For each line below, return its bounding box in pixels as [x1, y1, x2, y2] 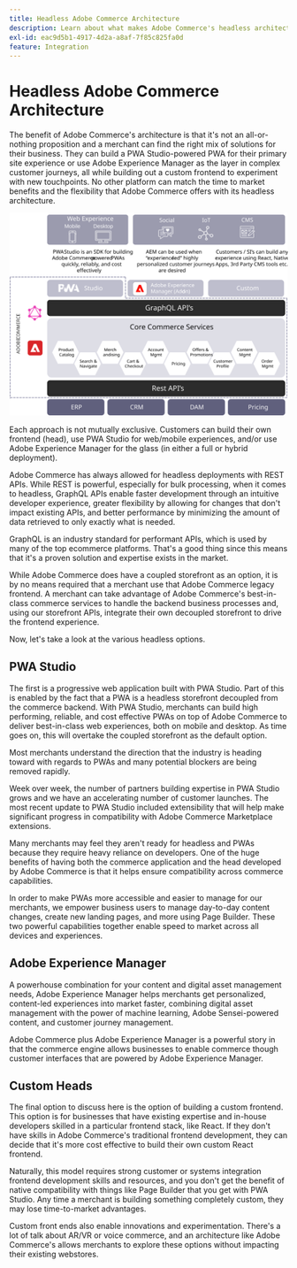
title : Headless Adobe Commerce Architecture [9, 14, 179, 23]
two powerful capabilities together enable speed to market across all [9, 920, 259, 931]
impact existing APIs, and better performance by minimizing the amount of [9, 507, 280, 518]
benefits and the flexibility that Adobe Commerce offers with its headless [9, 186, 275, 196]
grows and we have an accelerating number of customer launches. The [9, 792, 270, 803]
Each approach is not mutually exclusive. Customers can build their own [9, 424, 271, 434]
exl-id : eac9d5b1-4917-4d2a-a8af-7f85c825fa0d [9, 33, 184, 42]
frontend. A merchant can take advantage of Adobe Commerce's [9, 588, 246, 599]
